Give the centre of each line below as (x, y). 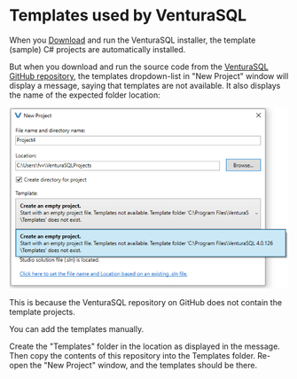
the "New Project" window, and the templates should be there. (144, 365)
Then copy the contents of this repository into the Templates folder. (132, 355)
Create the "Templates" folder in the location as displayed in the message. (145, 346)
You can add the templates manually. (77, 328)
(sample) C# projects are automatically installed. (98, 49)
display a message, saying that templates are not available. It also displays (145, 85)
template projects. (42, 312)
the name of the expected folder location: (85, 95)
